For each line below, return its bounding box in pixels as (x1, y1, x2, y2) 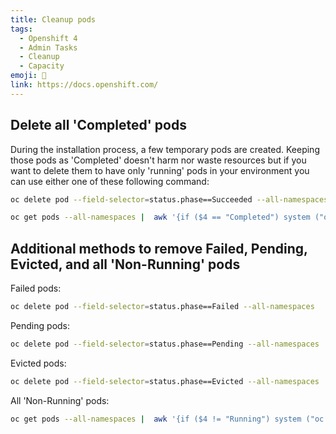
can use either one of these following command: (10, 175, 210, 187)
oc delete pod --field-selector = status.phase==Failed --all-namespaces (10, 302, 315, 312)
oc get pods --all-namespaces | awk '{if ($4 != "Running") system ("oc (10, 414, 325, 424)
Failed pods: (10, 282, 62, 295)
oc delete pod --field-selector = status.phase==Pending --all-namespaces (10, 339, 320, 349)
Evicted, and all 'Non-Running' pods (10, 256, 241, 273)
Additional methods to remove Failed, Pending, (10, 240, 308, 257)
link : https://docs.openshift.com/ (10, 80, 159, 90)
